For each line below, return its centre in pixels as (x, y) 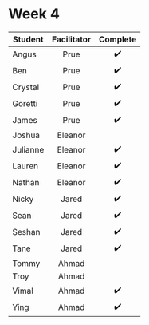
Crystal (26, 87)
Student (28, 39)
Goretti (25, 104)
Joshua (26, 135)
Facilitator (71, 39)
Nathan (26, 183)
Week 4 (34, 14)
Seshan (26, 232)
